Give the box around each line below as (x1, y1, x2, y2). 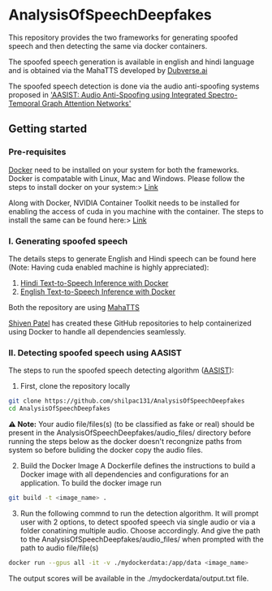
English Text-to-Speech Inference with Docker (19, 287, 176, 296)
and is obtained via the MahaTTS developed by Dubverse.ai (8, 65, 208, 75)
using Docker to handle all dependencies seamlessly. (8, 326, 187, 336)
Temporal (8, 98, 41, 108)
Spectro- (207, 89, 238, 99)
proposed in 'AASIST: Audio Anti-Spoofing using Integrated (8, 89, 207, 99)
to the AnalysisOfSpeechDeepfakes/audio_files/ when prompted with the (19, 534, 264, 544)
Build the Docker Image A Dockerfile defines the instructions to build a (19, 460, 256, 470)
